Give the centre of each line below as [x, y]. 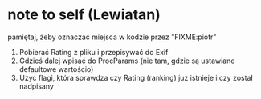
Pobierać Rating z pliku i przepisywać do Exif [94, 52]
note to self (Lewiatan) [84, 15]
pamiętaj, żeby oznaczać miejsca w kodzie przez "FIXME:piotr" [112, 37]
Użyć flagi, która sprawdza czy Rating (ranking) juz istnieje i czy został [136, 77]
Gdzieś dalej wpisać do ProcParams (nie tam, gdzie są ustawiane [127, 61]
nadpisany [36, 86]
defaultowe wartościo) [56, 69]
